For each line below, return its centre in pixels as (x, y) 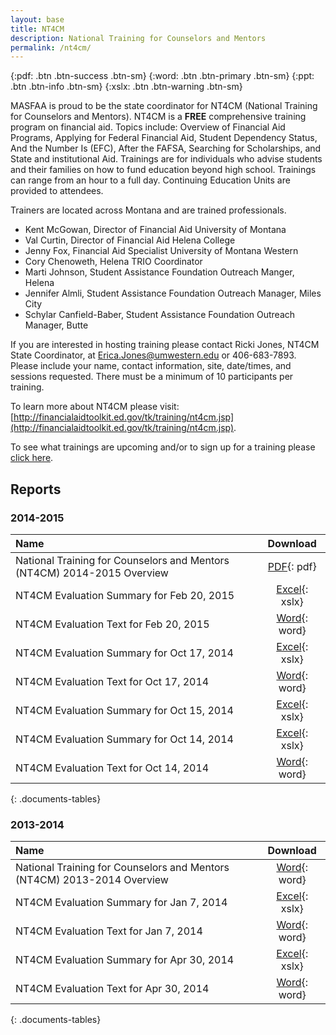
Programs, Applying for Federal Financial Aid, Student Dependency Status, (164, 138)
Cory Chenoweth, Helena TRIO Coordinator (113, 262)
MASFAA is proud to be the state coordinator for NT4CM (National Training (164, 106)
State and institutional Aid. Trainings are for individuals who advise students (166, 159)
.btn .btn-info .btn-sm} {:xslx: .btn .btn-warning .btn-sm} (126, 87)
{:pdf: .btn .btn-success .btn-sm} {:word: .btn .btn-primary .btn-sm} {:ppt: (162, 76)
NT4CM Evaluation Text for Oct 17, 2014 (112, 681)
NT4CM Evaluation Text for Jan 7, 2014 (109, 931)
